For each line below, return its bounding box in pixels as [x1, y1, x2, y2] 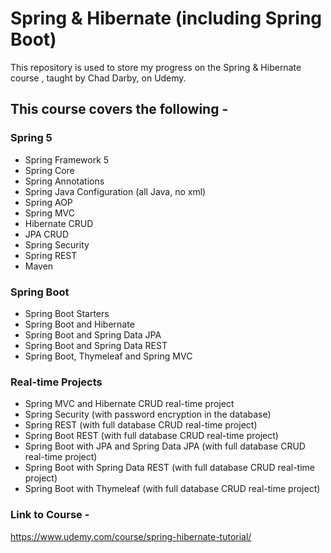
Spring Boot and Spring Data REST [24, 339, 168, 351]
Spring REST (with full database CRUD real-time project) [24, 419, 258, 431]
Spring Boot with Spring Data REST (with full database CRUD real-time [24, 462, 315, 474]
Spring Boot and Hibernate [24, 318, 135, 330]
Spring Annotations [24, 175, 105, 187]
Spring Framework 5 [24, 153, 110, 166]
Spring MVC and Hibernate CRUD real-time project [24, 398, 235, 410]
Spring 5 [10, 131, 53, 145]
